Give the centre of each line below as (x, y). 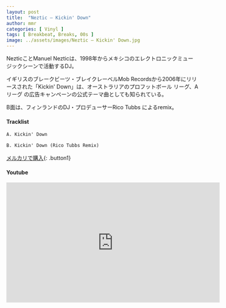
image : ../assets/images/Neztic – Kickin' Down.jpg (73, 40)
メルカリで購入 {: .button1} (39, 158)
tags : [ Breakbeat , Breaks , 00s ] (50, 35)
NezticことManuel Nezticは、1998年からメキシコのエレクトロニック (92, 58)
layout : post (23, 12)
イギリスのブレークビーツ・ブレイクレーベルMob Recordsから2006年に (97, 79)
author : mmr (21, 23)
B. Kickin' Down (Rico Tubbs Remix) (53, 146)
